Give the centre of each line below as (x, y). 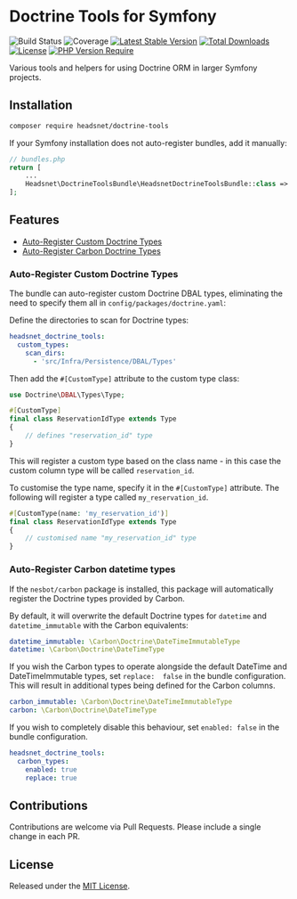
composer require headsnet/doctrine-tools (89, 126)
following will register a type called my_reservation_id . (109, 497)
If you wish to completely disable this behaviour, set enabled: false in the (144, 727)
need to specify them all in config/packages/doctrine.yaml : (118, 303)
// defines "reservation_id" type (89, 436)
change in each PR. (45, 837)
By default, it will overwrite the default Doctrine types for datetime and (138, 616)
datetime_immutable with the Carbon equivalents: (99, 625)
